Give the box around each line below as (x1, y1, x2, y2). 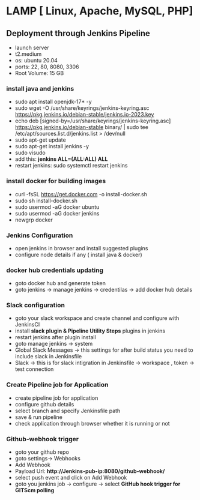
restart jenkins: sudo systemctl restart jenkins (14, 162, 128, 169)
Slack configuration (6, 301, 65, 310)
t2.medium (14, 50, 42, 58)
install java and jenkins (6, 84, 74, 92)
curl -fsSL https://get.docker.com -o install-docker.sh (14, 190, 147, 197)
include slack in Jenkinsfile (14, 353, 82, 360)
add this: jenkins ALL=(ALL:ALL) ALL (14, 155, 108, 163)
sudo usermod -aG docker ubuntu (14, 203, 100, 211)
